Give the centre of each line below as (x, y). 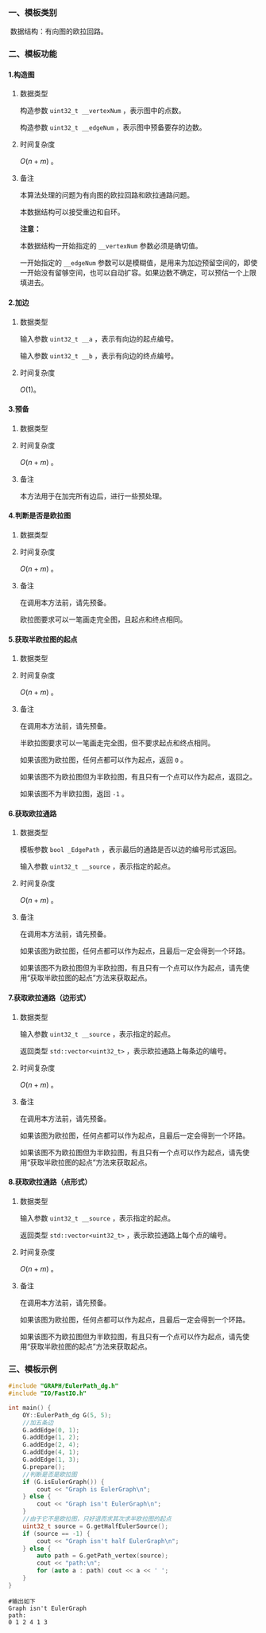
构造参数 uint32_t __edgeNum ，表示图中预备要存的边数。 (113, 127)
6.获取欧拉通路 (33, 813)
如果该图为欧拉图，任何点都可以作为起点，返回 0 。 (104, 760)
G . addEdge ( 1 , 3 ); (51, 1460)
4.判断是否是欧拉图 (40, 516)
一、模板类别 (33, 12)
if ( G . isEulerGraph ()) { (64, 1482)
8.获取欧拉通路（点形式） (50, 1182)
